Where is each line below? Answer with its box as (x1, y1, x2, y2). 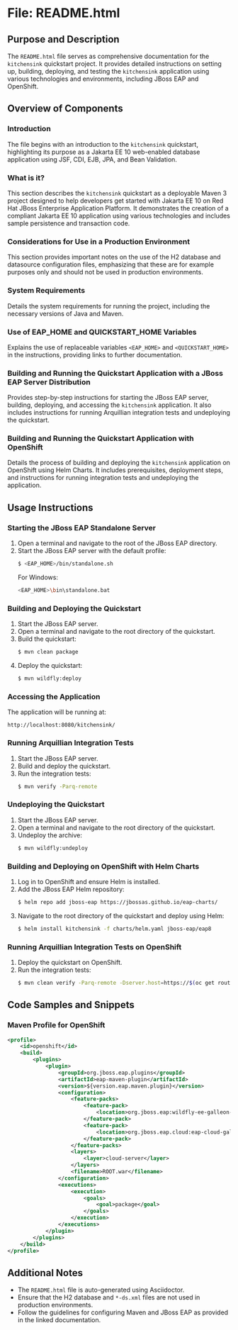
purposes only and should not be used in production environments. (7, 268, 203, 276)
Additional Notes (7, 1267, 84, 1279)
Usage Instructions (7, 501, 93, 513)
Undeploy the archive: (17, 831, 83, 839)
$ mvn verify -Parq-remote (17, 783, 98, 790)
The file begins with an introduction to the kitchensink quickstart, (7, 140, 198, 148)
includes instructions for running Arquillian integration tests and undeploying (7, 408, 230, 417)
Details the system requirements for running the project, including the (7, 301, 210, 310)
